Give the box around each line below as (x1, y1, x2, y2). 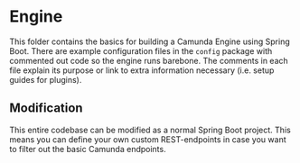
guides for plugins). (9, 74, 82, 85)
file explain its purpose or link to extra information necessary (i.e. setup (9, 65, 275, 76)
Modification (9, 101, 83, 116)
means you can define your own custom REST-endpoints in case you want (9, 133, 286, 145)
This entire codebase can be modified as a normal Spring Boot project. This (9, 124, 291, 135)
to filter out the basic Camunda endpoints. (9, 143, 166, 154)
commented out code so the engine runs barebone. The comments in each (9, 55, 289, 66)
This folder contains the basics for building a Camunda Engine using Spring (9, 36, 291, 47)
